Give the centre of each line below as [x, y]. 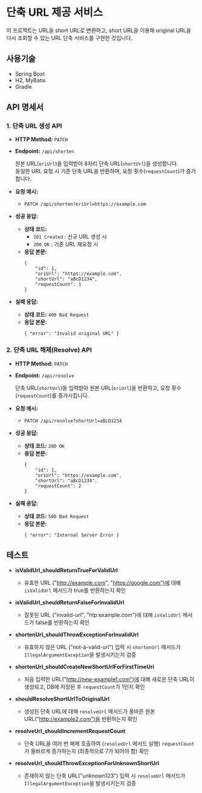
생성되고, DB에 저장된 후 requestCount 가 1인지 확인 [84, 686]
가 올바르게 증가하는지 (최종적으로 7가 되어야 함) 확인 [86, 751]
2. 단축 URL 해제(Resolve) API [49, 350]
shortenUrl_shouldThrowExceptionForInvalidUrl [77, 634]
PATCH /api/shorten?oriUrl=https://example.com [85, 204]
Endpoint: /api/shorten [44, 151]
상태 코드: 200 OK [44, 446]
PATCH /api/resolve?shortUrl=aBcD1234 [73, 421]
